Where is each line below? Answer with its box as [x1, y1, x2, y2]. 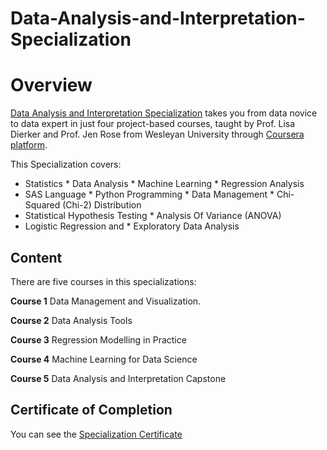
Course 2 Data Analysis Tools [10, 314, 133, 326]
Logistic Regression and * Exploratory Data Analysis [24, 220, 240, 232]
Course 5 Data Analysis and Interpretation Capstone [10, 372, 227, 384]
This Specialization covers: [10, 158, 122, 171]
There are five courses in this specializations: [10, 275, 197, 287]
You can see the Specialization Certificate [10, 428, 183, 440]
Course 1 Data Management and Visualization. [10, 295, 202, 307]
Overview [10, 74, 93, 97]
